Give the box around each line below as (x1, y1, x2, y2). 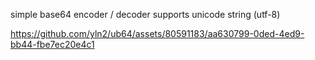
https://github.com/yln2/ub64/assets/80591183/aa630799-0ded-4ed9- (10, 28, 305, 39)
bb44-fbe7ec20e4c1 (10, 39, 95, 50)
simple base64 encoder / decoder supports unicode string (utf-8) (10, 9, 281, 20)
